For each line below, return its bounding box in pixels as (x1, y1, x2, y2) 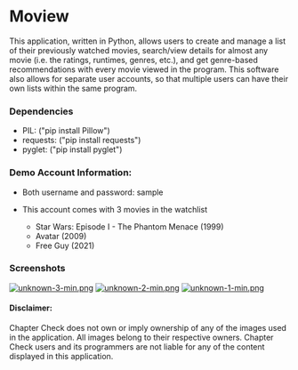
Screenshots (9, 262, 66, 275)
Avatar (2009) (35, 230, 87, 241)
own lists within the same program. (9, 83, 138, 93)
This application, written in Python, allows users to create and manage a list (9, 36, 286, 46)
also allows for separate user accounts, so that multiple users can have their (9, 73, 289, 84)
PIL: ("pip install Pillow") (21, 125, 111, 136)
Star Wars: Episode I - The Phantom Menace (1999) (35, 221, 224, 232)
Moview (9, 6, 69, 27)
